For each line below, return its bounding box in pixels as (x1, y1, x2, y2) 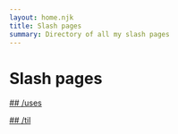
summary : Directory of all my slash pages (9, 29, 170, 38)
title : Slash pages (9, 21, 82, 30)
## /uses (9, 97, 42, 108)
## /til (9, 115, 31, 126)
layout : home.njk (9, 13, 74, 22)
